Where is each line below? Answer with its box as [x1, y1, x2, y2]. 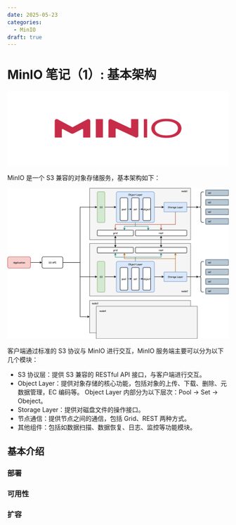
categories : [7, 18, 42, 26]
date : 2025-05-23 [7, 11, 58, 18]
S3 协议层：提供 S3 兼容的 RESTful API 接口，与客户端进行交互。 [17, 370, 206, 379]
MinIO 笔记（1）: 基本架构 [7, 67, 157, 83]
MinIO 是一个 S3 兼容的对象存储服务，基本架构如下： [7, 173, 161, 182]
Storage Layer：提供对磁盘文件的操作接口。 [17, 406, 145, 414]
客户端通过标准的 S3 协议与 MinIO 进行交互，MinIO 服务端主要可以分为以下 [7, 346, 224, 355]
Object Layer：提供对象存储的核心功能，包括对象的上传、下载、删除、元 [17, 380, 227, 388]
